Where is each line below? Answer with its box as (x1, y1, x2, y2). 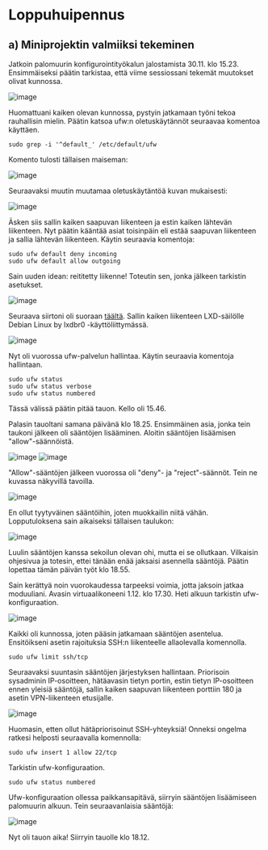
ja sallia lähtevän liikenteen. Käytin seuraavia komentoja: (8, 234, 195, 244)
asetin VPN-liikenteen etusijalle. (8, 693, 115, 702)
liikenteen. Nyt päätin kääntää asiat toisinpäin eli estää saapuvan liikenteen (8, 226, 257, 235)
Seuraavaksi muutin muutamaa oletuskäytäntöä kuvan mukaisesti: (8, 186, 228, 196)
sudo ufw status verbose (8, 382, 92, 390)
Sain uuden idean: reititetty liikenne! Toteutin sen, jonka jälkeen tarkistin (8, 271, 247, 280)
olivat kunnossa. (8, 77, 63, 86)
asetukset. (8, 280, 44, 289)
